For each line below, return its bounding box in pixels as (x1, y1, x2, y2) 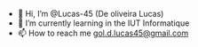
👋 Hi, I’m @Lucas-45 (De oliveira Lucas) (17, 9, 164, 19)
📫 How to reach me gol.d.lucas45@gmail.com (17, 27, 189, 38)
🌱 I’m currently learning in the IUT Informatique (17, 18, 190, 28)
